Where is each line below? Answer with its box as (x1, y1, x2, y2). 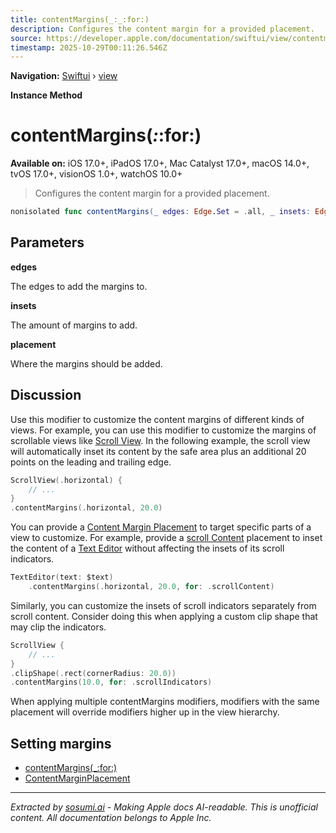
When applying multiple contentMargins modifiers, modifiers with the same (10, 696, 320, 708)
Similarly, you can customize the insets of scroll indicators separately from (10, 599, 317, 611)
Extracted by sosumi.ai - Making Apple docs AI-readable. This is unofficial (10, 801, 318, 813)
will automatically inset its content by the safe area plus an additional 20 (10, 445, 307, 457)
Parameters (10, 234, 85, 251)
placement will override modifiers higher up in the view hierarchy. (10, 706, 280, 718)
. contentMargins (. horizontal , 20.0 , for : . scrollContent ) (28, 582, 275, 592)
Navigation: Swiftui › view (10, 70, 118, 82)
